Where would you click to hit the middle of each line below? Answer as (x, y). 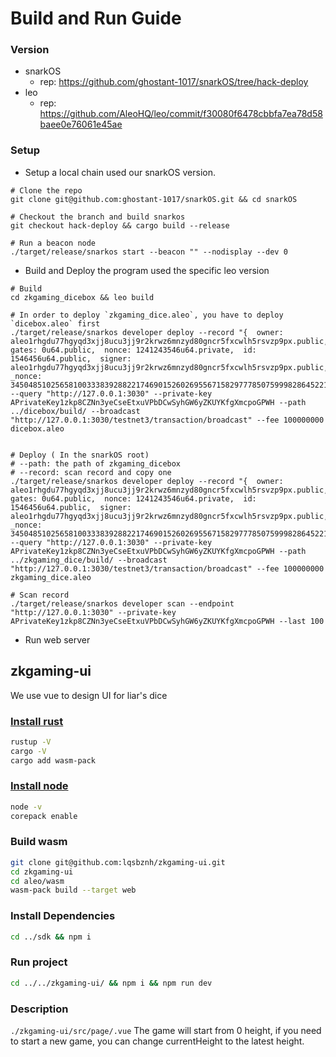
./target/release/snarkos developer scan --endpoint (122, 603)
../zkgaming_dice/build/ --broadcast (89, 560)
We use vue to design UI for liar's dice (89, 695)
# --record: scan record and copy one (91, 472)
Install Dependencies (63, 916)
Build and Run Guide (96, 18)
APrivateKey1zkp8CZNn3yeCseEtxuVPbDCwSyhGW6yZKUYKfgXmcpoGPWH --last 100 (167, 621)
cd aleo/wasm (37, 881)
